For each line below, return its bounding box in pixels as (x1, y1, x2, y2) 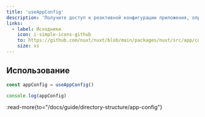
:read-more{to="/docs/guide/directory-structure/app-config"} (6, 104, 163, 111)
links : (6, 20, 23, 26)
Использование (6, 65, 70, 76)
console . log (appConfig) (6, 93, 67, 99)
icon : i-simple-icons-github (17, 32, 92, 38)
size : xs (17, 43, 40, 49)
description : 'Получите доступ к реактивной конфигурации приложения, (6, 15, 190, 21)
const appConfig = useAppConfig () (6, 82, 95, 88)
